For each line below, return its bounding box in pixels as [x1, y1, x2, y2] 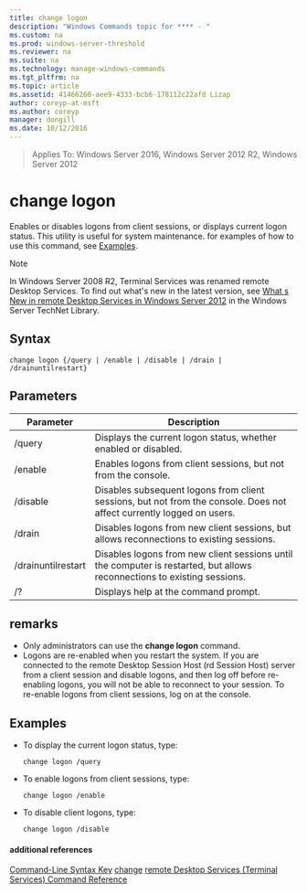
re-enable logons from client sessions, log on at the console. [22, 689, 251, 700]
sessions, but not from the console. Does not [94, 494, 287, 507]
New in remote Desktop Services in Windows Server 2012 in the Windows [9, 294, 288, 306]
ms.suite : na [9, 56, 59, 65]
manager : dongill [9, 115, 76, 124]
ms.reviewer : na [9, 48, 71, 57]
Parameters [9, 388, 78, 404]
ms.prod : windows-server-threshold [9, 38, 145, 48]
